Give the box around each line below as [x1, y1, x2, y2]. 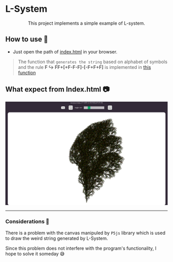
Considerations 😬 [5, 218, 50, 225]
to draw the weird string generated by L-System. [5, 235, 108, 241]
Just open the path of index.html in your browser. [12, 48, 117, 54]
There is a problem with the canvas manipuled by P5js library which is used [5, 230, 166, 236]
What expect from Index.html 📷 [5, 85, 110, 94]
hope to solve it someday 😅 [5, 250, 65, 257]
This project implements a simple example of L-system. [28, 20, 145, 26]
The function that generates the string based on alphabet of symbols [18, 59, 168, 65]
